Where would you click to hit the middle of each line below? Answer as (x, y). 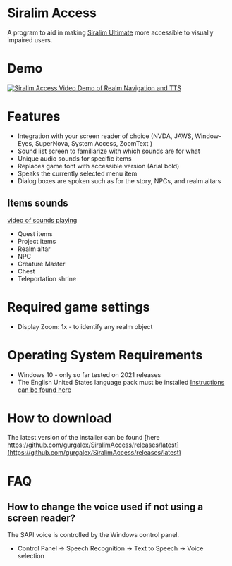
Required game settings (79, 307)
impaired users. (30, 39)
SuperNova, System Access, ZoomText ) (94, 143)
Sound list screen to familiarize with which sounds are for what (109, 151)
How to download (60, 418)
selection (31, 556)
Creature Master (41, 264)
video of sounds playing (42, 220)
